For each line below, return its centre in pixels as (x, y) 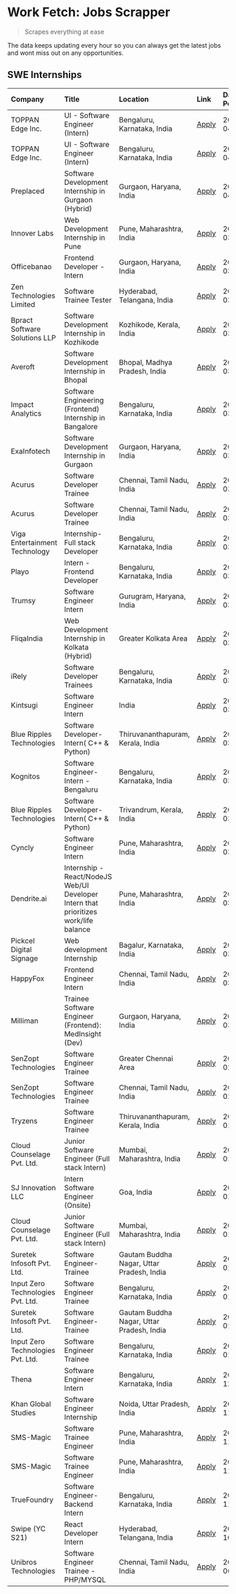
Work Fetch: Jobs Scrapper (89, 12)
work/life (79, 920)
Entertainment (34, 542)
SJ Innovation (33, 1188)
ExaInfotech (31, 451)
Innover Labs (32, 233)
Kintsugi (24, 705)
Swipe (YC (28, 1529)
